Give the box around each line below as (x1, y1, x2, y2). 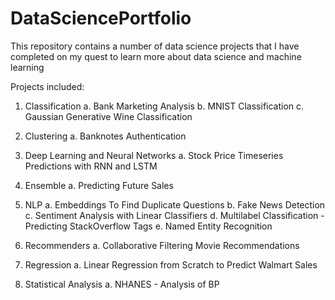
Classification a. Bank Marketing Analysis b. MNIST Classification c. (24, 100, 305, 112)
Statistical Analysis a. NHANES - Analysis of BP (24, 278, 220, 290)
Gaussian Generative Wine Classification (24, 110, 193, 122)
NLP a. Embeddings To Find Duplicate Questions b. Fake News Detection (24, 198, 326, 211)
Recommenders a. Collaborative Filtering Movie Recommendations (24, 239, 300, 251)
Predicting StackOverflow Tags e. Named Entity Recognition (24, 220, 273, 232)
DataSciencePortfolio (10, 7, 192, 30)
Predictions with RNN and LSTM (24, 160, 158, 172)
